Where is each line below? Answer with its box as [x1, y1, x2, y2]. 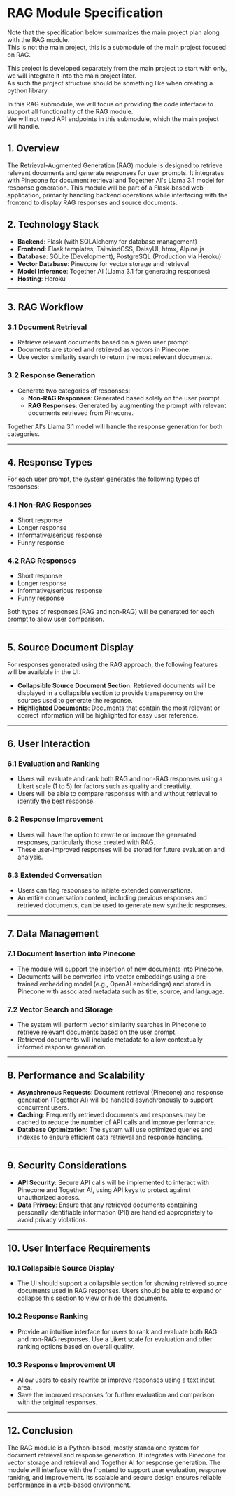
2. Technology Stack [7, 218, 99, 230]
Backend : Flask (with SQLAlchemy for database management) [17, 237, 198, 246]
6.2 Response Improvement [7, 814, 104, 824]
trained [17, 979, 38, 988]
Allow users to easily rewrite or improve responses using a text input [17, 1376, 215, 1384]
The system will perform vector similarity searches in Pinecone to [17, 1021, 206, 1029]
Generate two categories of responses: [17, 386, 131, 395]
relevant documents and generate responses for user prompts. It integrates [7, 168, 225, 176]
